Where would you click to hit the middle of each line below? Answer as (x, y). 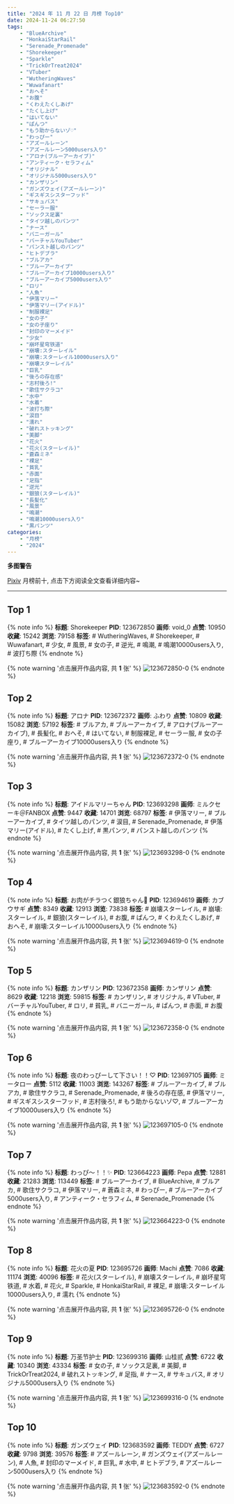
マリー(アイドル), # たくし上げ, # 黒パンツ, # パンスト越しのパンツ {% (108, 830)
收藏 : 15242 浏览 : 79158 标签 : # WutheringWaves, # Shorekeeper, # (103, 636)
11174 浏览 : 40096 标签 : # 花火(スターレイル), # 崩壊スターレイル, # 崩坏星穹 (117, 1277)
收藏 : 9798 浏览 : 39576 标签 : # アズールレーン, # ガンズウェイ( (97, 1454)
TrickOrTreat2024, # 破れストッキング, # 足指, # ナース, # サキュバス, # (109, 1374)
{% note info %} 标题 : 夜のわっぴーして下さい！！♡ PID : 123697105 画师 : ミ (116, 1075)
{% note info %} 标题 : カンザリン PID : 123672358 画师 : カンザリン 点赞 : (110, 988)
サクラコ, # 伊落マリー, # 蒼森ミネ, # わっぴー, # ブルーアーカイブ (128, 1190)
